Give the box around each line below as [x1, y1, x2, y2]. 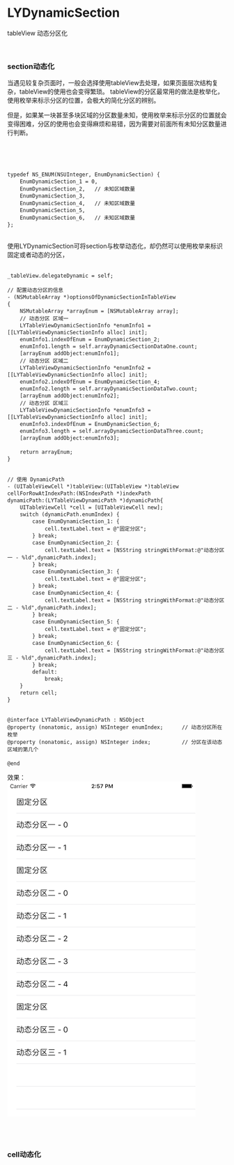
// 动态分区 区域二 [19, 357, 69, 364]
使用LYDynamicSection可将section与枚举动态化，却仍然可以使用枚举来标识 [7, 242, 223, 251]
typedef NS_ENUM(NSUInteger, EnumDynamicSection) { [7, 171, 160, 179]
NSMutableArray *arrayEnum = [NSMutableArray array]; [19, 308, 179, 315]
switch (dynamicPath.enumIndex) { [19, 511, 120, 518]
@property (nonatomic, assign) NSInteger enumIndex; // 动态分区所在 [7, 724, 223, 731]
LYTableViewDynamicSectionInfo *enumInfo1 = [19, 322, 151, 329]
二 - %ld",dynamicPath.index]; [7, 604, 97, 611]
